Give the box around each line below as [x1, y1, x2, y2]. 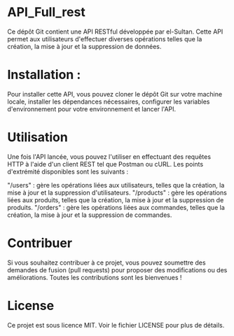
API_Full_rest [7, 4, 85, 20]
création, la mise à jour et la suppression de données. [7, 42, 162, 50]
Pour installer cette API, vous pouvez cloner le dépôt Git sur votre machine [7, 90, 223, 98]
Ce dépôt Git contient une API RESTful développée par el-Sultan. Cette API [7, 27, 223, 36]
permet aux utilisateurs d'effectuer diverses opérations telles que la [7, 34, 202, 43]
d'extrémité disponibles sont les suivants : [7, 167, 128, 176]
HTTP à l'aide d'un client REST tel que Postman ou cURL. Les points [7, 160, 204, 168]
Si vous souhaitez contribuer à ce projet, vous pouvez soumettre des [7, 258, 206, 267]
